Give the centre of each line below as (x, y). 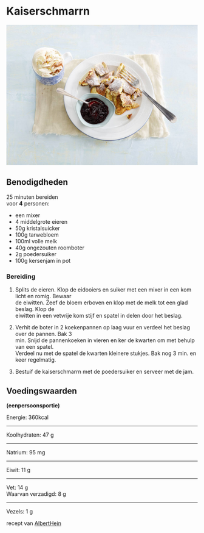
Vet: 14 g (17, 488)
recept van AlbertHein (34, 523)
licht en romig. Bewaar (43, 296)
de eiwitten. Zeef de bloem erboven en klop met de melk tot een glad (101, 302)
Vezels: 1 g (20, 512)
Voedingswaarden (42, 391)
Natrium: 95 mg (26, 453)
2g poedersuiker (36, 254)
